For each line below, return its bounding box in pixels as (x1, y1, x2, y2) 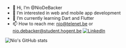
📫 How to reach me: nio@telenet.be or (12, 21, 93, 27)
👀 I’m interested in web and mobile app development (12, 10, 121, 16)
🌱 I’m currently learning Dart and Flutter (12, 15, 94, 21)
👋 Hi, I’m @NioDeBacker (12, 5, 62, 10)
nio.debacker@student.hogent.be (12, 28, 82, 34)
